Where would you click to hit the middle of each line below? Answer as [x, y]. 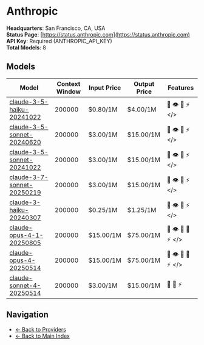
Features [181, 88]
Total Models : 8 [26, 48]
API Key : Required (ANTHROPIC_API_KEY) [59, 41]
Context [69, 84]
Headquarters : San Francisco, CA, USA [56, 28]
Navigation [27, 315]
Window [68, 91]
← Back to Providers [41, 329]
